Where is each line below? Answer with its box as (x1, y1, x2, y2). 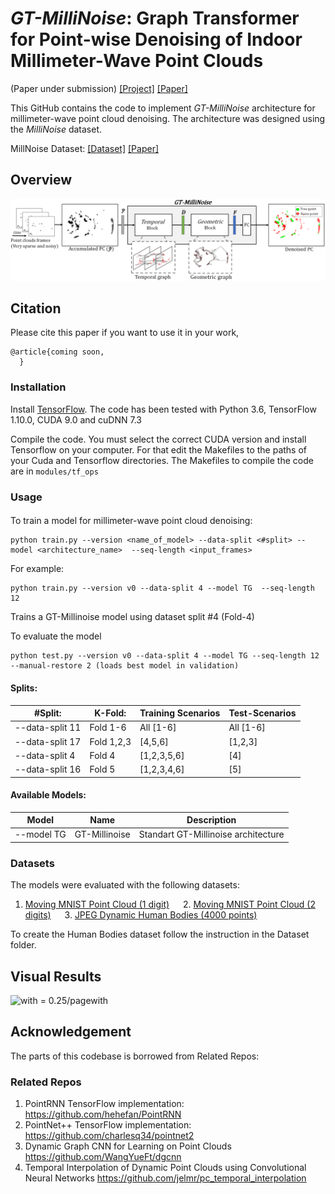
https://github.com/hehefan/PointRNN (24, 1108, 182, 1121)
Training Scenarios (139, 707, 221, 719)
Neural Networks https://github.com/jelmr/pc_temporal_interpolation (24, 1172, 307, 1184)
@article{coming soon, (10, 347, 105, 357)
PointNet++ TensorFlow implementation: (24, 1119, 192, 1131)
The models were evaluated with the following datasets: (10, 879, 240, 891)
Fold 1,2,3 (89, 735, 132, 747)
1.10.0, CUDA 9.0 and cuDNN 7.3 (10, 413, 142, 426)
